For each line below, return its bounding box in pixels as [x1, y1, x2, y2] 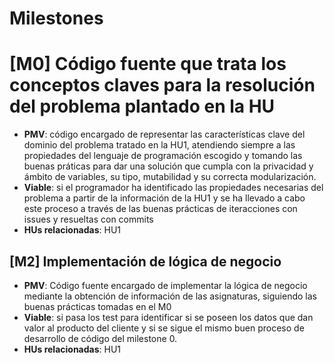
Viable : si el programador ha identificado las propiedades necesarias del [23, 182, 324, 194]
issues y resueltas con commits [23, 213, 154, 226]
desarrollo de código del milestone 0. [23, 332, 178, 344]
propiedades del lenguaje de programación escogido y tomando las [23, 150, 303, 162]
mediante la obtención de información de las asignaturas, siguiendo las [23, 290, 317, 302]
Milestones [9, 7, 104, 30]
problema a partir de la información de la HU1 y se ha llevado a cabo [23, 192, 306, 204]
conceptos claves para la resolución [9, 74, 316, 97]
